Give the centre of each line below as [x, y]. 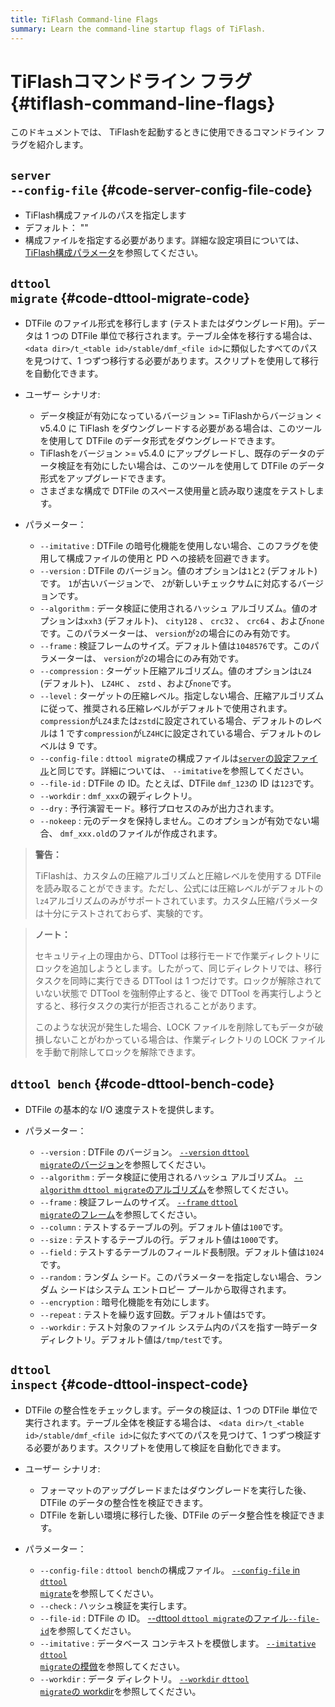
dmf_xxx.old [84, 834]
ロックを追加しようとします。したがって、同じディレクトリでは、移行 [178, 968]
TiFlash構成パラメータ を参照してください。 [114, 253]
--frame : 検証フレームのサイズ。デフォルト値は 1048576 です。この [175, 646]
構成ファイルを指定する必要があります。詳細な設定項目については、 [164, 240]
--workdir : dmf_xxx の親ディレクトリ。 [118, 796]
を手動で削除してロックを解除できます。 [117, 1052]
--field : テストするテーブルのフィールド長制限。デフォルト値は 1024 [182, 1252]
